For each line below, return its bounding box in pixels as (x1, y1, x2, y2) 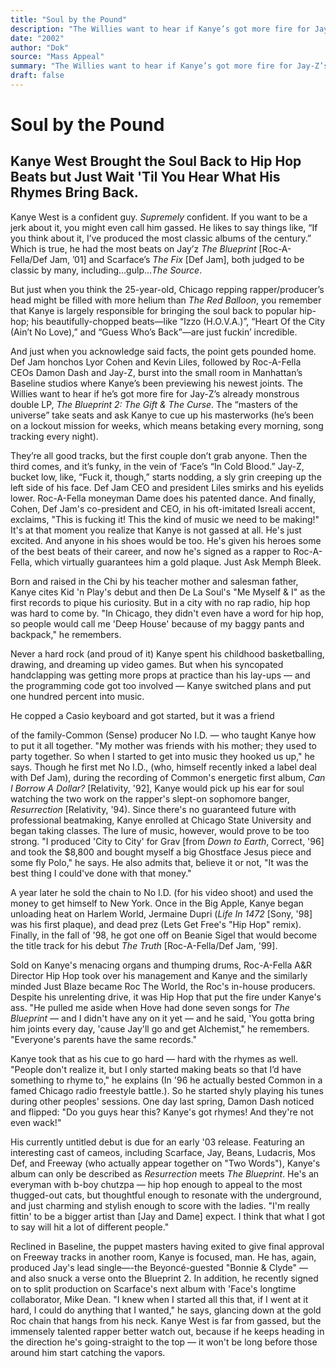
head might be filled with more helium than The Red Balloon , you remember (10, 294, 322, 306)
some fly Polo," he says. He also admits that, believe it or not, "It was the (10, 856, 309, 868)
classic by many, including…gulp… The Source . (10, 264, 203, 276)
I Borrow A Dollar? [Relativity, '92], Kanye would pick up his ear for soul (10, 782, 305, 794)
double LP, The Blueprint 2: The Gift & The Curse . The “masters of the (10, 398, 298, 410)
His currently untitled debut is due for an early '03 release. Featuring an (10, 1136, 305, 1148)
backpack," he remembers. (10, 628, 122, 640)
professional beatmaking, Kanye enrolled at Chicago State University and (10, 814, 312, 826)
